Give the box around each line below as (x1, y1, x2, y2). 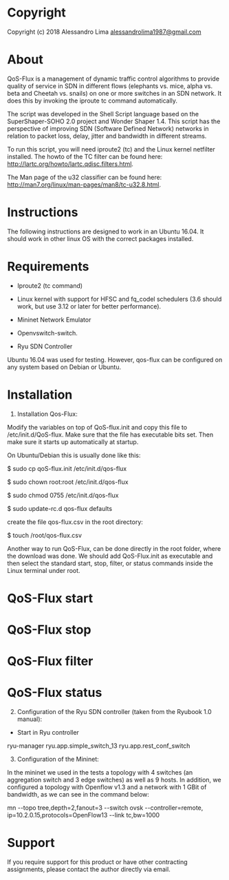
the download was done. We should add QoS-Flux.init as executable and (7, 552, 213, 560)
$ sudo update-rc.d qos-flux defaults (7, 504, 112, 512)
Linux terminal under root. (7, 566, 80, 574)
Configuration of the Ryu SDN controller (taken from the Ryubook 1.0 (17, 708, 212, 716)
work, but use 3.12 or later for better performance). (17, 302, 162, 311)
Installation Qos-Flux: (17, 410, 78, 418)
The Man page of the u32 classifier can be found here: (7, 173, 162, 181)
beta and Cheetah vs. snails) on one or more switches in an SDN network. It (7, 89, 222, 97)
